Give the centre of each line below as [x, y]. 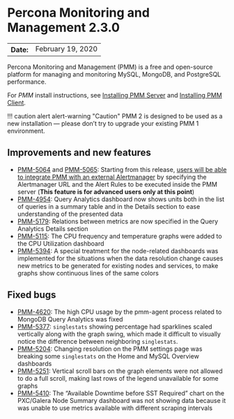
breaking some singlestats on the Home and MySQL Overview [108, 356]
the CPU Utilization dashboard [61, 243]
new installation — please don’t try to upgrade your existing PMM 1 [103, 123]
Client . [17, 102]
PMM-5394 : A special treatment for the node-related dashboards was [118, 251]
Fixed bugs [32, 295]
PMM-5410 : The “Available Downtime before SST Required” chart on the [121, 393]
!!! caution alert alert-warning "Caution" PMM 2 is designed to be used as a [115, 116]
